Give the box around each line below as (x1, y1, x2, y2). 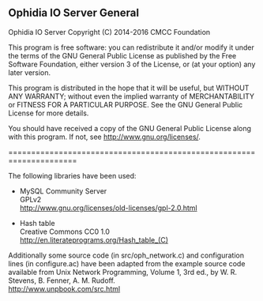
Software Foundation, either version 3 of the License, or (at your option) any (8, 59, 256, 69)
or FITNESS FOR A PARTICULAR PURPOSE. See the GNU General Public (8, 100, 243, 109)
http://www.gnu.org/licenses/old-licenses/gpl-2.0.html (19, 203, 197, 213)
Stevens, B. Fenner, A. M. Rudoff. (8, 276, 116, 285)
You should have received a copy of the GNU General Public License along (8, 123, 251, 133)
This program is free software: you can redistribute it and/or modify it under (8, 43, 254, 52)
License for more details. (8, 108, 89, 118)
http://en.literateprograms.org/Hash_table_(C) (19, 235, 168, 244)
